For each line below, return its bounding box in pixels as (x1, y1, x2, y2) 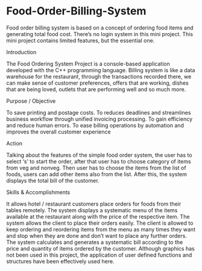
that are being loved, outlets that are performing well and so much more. (6, 85, 186, 93)
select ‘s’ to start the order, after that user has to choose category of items (6, 157, 191, 165)
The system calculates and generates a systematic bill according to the (6, 239, 183, 246)
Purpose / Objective (6, 97, 56, 105)
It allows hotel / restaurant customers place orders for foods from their (6, 200, 181, 207)
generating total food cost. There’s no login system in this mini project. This (6, 30, 194, 37)
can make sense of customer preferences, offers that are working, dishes (6, 79, 189, 87)
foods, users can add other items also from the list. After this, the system (6, 170, 188, 178)
